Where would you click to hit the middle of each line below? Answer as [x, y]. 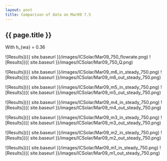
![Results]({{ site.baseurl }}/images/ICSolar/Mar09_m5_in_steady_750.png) [82, 87]
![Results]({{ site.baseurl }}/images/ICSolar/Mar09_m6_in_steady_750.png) [82, 72]
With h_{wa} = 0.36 [25, 47]
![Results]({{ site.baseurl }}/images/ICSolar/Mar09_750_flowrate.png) [77, 57]
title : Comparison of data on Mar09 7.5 [48, 15]
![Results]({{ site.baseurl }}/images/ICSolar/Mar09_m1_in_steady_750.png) [82, 148]
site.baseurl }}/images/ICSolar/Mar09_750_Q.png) [81, 62]
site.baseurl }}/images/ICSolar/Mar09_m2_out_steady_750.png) [96, 138]
